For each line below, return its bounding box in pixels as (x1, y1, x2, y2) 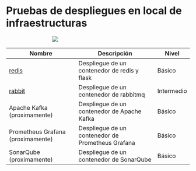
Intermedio (157, 86, 187, 95)
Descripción (97, 49, 132, 57)
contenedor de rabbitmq (78, 90, 145, 99)
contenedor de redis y (78, 66, 139, 74)
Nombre (29, 49, 52, 57)
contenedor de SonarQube (78, 155, 152, 163)
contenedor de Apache (78, 107, 142, 115)
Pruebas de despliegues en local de (6, 4, 182, 18)
